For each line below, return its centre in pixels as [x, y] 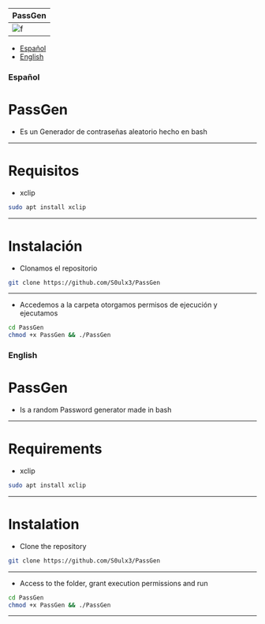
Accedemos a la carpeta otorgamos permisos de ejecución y [119, 305]
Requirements [55, 449]
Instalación [45, 246]
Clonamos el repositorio [58, 268]
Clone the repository [53, 546]
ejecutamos [39, 313]
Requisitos [44, 171]
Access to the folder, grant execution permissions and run [114, 583]
